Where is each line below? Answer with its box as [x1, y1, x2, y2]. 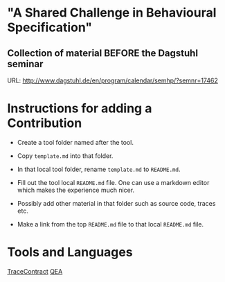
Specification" [7, 19, 92, 35]
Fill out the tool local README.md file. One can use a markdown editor [17, 178, 210, 186]
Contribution [7, 116, 82, 131]
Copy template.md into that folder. [17, 151, 114, 160]
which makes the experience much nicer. [17, 186, 135, 194]
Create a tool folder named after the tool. [17, 138, 134, 146]
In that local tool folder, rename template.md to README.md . [17, 165, 181, 173]
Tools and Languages [7, 245, 133, 261]
